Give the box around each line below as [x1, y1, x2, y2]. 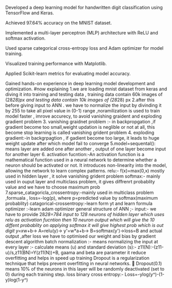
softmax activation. [5, 35, 46, 41]
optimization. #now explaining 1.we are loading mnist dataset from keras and [5, 86, 167, 92]
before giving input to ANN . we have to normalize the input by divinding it [5, 102, 162, 108]
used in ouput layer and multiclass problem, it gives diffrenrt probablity [5, 179, 155, 184]
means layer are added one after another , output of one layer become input [5, 146, 166, 152]
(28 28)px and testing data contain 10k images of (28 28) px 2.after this [5, 97, 155, 103]
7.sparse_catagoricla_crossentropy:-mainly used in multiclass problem [5, 189, 154, 196]
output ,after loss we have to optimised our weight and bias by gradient [5, 233, 156, 239]
